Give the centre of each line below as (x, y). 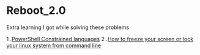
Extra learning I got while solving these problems (68, 27)
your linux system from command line (54, 45)
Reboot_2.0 (36, 11)
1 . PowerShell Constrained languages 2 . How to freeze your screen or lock (100, 39)
